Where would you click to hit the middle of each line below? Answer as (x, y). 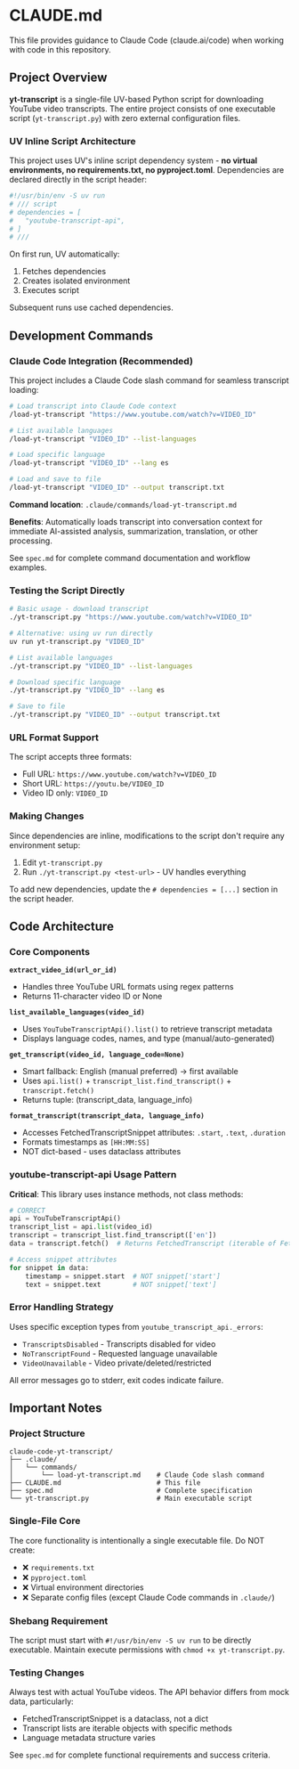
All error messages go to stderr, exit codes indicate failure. (117, 1380)
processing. (31, 541)
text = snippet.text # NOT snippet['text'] (121, 1284)
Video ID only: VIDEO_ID (65, 793)
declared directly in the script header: (78, 180)
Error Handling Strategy (61, 1308)
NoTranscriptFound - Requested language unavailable (120, 1353)
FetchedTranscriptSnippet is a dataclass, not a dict (115, 1719)
